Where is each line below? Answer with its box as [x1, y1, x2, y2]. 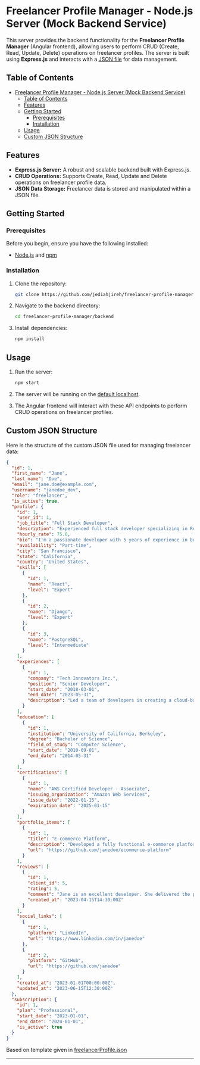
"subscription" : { [11, 997, 58, 1002]
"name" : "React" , [27, 581, 70, 587]
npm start [14, 379, 40, 385]
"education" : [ [17, 714, 55, 720]
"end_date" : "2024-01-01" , [17, 1019, 84, 1025]
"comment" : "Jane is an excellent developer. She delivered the [27, 891, 190, 897]
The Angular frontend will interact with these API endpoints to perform [14, 402, 187, 409]
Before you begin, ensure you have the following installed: [6, 240, 149, 247]
